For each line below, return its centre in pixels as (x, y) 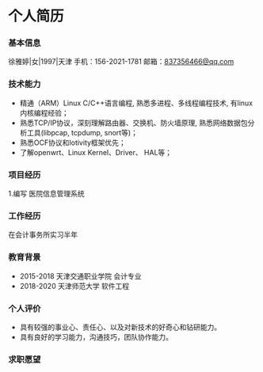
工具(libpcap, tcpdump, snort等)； (82, 132)
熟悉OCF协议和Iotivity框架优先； (73, 142)
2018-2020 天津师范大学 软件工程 (74, 286)
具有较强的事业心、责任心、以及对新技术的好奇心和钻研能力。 (120, 327)
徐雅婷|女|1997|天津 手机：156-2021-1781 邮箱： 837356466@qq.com (121, 62)
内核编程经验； (44, 112)
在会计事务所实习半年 (43, 235)
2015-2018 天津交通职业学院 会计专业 (80, 276)
